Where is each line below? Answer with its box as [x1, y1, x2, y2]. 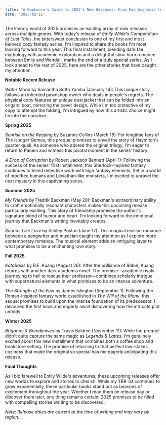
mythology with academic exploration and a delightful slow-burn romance [5, 51, 156, 57]
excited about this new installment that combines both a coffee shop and [5, 338, 153, 344]
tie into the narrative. [5, 112, 47, 118]
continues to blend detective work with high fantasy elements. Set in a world [5, 167, 161, 173]
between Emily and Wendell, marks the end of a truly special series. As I [5, 57, 152, 63]
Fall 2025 [5, 252, 25, 259]
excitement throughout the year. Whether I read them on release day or [5, 389, 150, 394]
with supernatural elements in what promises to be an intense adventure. [5, 278, 154, 284]
